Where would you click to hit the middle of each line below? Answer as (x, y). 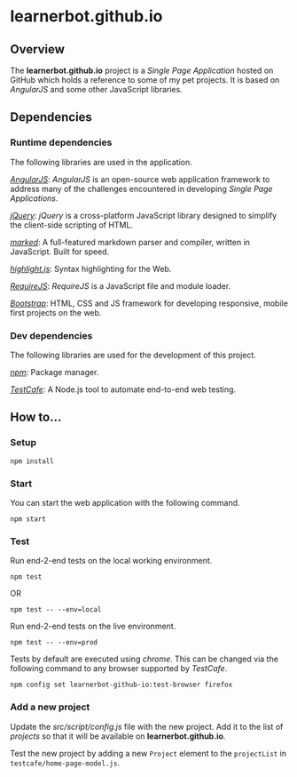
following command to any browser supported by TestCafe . (119, 669)
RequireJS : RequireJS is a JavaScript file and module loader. (121, 285)
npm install (32, 461)
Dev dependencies (51, 335)
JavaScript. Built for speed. (60, 252)
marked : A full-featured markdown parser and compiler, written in (130, 242)
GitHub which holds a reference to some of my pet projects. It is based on (145, 80)
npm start (28, 519)
